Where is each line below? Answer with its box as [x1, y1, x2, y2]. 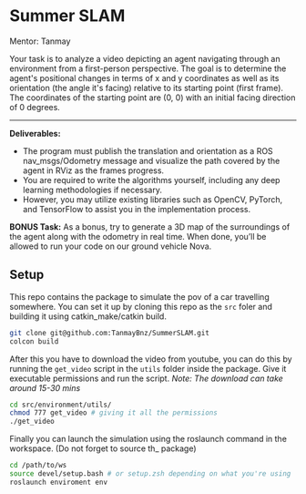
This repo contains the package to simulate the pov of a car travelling [9, 291, 270, 302]
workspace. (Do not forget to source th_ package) [9, 443, 198, 454]
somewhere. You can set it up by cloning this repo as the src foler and [9, 301, 273, 312]
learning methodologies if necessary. [22, 184, 162, 195]
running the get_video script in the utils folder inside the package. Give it [9, 363, 287, 374]
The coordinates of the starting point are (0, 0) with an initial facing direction [9, 92, 296, 103]
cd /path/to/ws [9, 461, 67, 470]
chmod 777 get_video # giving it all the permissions [9, 408, 219, 417]
